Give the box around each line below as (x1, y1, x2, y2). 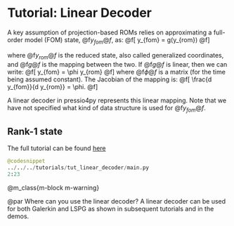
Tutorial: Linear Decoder (7, 5, 152, 21)
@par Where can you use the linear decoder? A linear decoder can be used (7, 197, 226, 205)
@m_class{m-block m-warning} (7, 183, 100, 192)
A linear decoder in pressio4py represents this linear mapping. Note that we (7, 96, 227, 105)
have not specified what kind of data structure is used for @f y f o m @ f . (7, 103, 206, 114)
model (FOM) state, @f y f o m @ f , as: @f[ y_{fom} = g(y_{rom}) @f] (24, 35, 210, 46)
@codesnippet (7, 158, 46, 165)
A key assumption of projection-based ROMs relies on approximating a (7, 28, 212, 36)
